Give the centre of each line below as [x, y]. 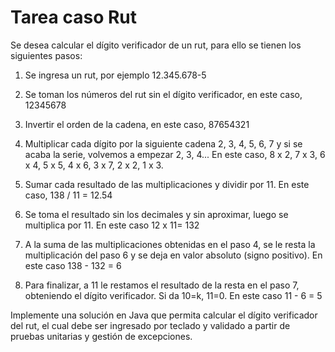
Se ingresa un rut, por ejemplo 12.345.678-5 [115, 75]
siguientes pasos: [46, 55]
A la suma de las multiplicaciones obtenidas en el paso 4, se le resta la [170, 244]
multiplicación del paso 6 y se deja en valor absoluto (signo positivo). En [173, 255]
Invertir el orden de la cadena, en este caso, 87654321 [137, 124]
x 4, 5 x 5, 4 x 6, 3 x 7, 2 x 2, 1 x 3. [94, 165]
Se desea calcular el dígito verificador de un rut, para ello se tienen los [156, 45]
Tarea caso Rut [74, 17]
